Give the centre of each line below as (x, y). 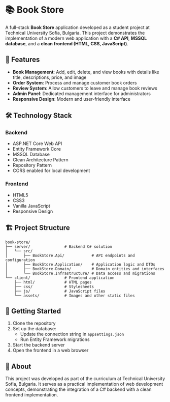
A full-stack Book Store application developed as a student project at (77, 27)
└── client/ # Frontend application (60, 278)
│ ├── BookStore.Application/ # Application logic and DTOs (80, 264)
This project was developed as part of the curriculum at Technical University (85, 379)
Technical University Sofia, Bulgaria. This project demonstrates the (75, 33)
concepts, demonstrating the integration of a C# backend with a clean (78, 389)
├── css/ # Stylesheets (54, 286)
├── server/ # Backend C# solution (59, 247)
